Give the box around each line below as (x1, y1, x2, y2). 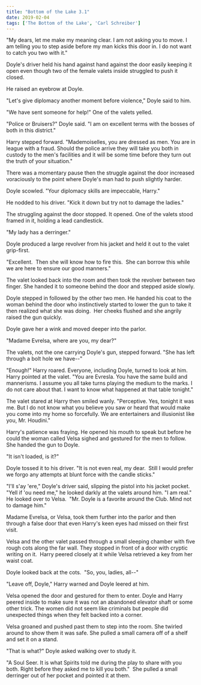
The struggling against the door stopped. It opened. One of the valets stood (6, 211, 193, 218)
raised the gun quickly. (6, 314, 63, 321)
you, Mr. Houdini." (6, 417, 51, 424)
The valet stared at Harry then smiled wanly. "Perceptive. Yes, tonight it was (6, 398, 194, 405)
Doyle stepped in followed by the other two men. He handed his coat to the (6, 294, 192, 302)
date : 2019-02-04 (6, 14, 50, 20)
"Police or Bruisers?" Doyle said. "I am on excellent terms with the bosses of (6, 120, 195, 128)
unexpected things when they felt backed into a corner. (6, 612, 143, 619)
